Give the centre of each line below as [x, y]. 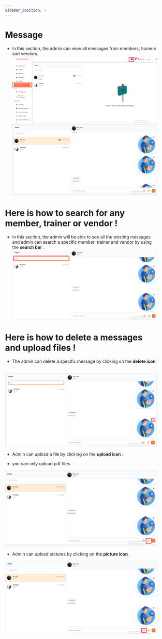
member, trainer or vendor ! [61, 224]
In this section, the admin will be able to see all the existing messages [81, 237]
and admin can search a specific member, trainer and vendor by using [82, 242]
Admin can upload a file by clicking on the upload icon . [68, 454]
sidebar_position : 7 [26, 10]
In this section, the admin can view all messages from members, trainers [84, 48]
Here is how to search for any [65, 213]
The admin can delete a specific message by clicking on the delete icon [84, 361]
